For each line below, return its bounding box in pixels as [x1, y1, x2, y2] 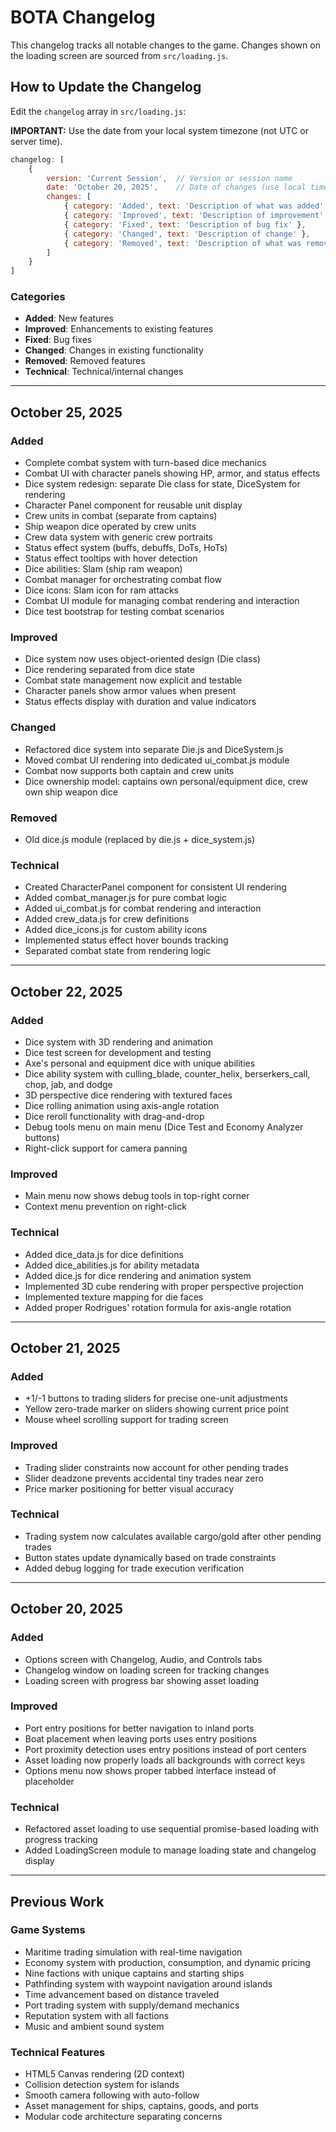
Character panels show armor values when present [24, 685, 237, 697]
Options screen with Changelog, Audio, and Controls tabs [24, 1653, 263, 1665]
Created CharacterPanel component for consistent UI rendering [24, 881, 287, 893]
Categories [10, 290, 66, 304]
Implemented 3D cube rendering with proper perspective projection [24, 1280, 304, 1292]
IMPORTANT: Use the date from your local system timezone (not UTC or [10, 124, 309, 136]
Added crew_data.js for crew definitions [24, 913, 190, 925]
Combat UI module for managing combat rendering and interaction [24, 595, 300, 607]
